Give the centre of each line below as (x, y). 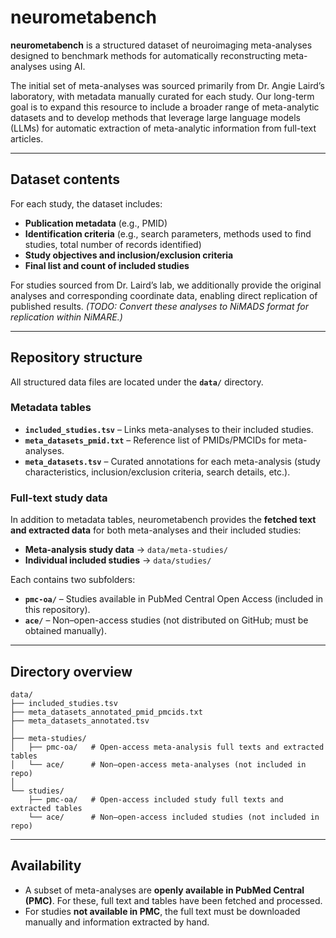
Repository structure (76, 357)
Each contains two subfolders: (73, 580)
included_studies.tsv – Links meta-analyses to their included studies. (169, 429)
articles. (27, 138)
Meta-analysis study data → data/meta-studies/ (126, 550)
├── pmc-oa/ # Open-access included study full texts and (156, 799)
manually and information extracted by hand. (117, 922)
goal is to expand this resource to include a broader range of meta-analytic (165, 107)
